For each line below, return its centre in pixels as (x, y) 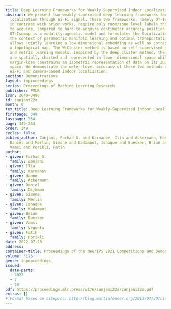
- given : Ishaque (24, 204)
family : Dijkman (27, 190)
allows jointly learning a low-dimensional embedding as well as (81, 43)
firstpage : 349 (21, 114)
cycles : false (20, 133)
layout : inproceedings (29, 81)
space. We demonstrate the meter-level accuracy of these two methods (86, 67)
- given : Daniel (22, 185)
